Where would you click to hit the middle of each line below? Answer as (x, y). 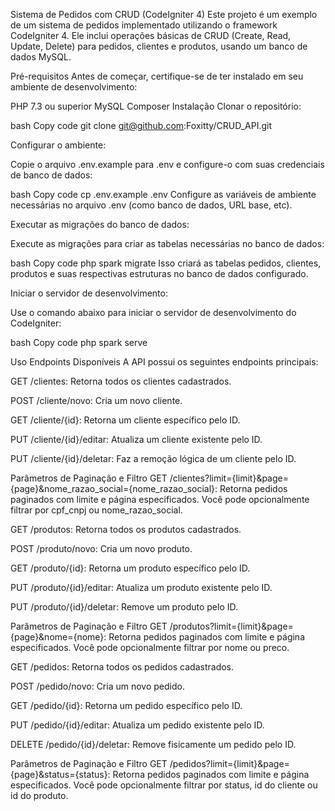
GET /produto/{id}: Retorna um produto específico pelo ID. (130, 568)
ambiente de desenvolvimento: (74, 87)
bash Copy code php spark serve (79, 342)
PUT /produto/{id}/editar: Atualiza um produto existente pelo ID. (141, 587)
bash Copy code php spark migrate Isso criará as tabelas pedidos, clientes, (166, 263)
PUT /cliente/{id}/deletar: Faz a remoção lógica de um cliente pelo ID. (153, 458)
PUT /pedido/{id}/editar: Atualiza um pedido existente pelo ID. (137, 725)
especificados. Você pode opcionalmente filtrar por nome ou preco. (150, 647)
